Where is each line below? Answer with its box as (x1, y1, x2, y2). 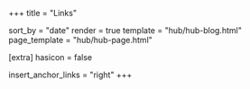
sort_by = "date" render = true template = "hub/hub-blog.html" (8, 25, 243, 35)
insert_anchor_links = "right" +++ (8, 69, 133, 80)
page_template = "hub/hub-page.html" (8, 35, 153, 45)
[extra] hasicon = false (8, 52, 92, 62)
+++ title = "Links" (8, 8, 78, 18)
